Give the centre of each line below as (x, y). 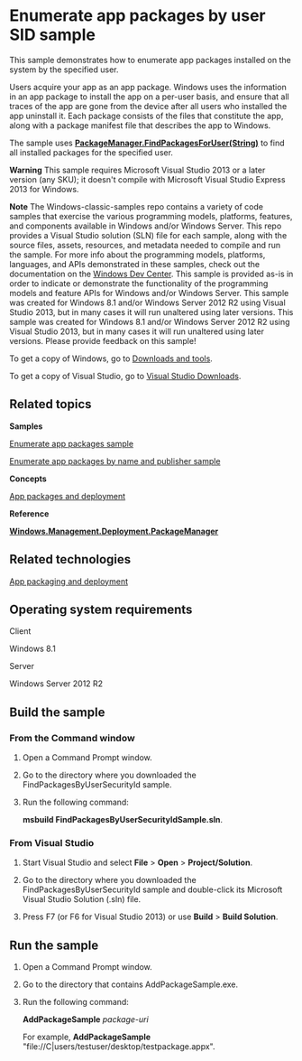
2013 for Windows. (44, 189)
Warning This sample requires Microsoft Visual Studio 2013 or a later (137, 170)
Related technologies (70, 559)
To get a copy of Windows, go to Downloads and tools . (111, 358)
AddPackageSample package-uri (85, 1019)
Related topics (50, 404)
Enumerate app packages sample (71, 443)
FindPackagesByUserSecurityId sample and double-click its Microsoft (152, 889)
